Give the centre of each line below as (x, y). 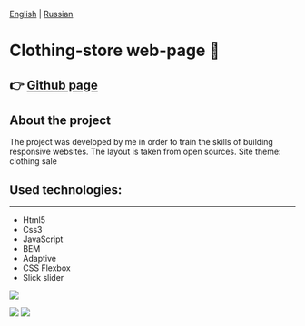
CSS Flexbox (46, 268)
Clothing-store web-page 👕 (115, 51)
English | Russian (41, 14)
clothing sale (33, 161)
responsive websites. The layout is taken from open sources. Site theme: (145, 152)
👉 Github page (54, 85)
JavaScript (43, 239)
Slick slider (43, 278)
